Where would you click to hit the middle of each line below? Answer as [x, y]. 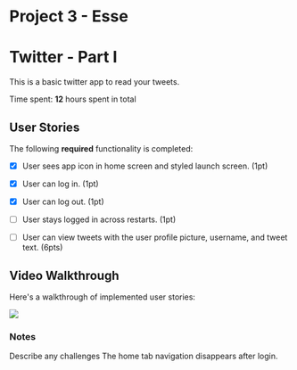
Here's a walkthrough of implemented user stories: [103, 297]
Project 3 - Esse [69, 16]
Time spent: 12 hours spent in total [73, 99]
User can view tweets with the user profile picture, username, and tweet [155, 237]
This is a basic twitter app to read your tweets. [95, 82]
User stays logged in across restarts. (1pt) [99, 219]
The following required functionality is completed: [101, 148]
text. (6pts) [42, 248]
